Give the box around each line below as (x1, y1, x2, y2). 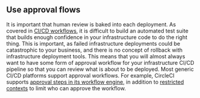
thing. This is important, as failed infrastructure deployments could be (6, 40, 181, 47)
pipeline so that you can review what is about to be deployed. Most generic (6, 66, 194, 73)
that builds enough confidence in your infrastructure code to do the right (6, 33, 188, 41)
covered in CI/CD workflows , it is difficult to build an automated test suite (6, 27, 189, 34)
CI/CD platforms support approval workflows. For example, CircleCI (6, 72, 175, 79)
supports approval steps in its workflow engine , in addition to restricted (6, 78, 184, 85)
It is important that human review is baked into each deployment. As (6, 20, 176, 28)
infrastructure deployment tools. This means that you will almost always (6, 52, 185, 60)
